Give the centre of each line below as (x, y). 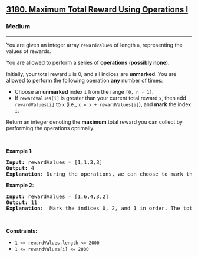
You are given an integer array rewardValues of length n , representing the (94, 45)
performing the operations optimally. (50, 128)
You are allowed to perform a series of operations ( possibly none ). (88, 62)
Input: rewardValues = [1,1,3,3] (55, 162)
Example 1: (20, 151)
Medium (18, 27)
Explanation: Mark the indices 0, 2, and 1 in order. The (93, 208)
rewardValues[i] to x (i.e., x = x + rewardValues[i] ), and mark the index (103, 104)
